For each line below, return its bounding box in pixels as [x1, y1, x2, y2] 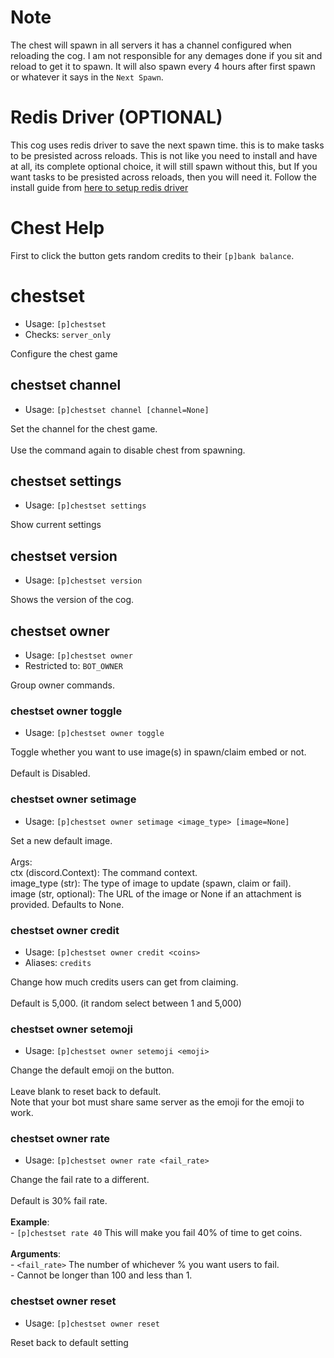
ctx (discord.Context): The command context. [10, 866, 198, 878]
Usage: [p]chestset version [24, 574, 143, 586]
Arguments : [10, 1248, 62, 1260]
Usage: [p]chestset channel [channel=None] [24, 403, 210, 415]
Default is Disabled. [10, 767, 91, 780]
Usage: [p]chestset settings [24, 499, 147, 511]
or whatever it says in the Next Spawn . [10, 71, 164, 83]
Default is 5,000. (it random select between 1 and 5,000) [10, 997, 242, 1009]
